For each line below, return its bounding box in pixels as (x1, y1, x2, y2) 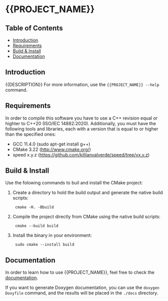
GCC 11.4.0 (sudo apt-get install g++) (12, 141, 90, 147)
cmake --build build (15, 223, 58, 229)
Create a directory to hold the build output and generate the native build (12, 190, 163, 196)
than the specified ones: (5, 131, 56, 137)
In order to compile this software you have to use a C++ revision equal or (5, 115, 158, 121)
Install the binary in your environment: (12, 232, 92, 239)
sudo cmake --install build (15, 242, 75, 247)
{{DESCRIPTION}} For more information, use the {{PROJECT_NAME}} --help (5, 81, 159, 87)
